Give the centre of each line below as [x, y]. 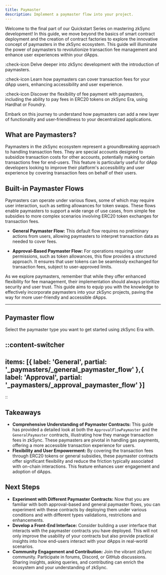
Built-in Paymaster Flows [44, 188]
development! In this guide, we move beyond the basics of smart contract [80, 34]
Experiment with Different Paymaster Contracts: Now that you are [81, 499]
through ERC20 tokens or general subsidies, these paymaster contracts [85, 456]
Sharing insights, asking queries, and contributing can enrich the [78, 562]
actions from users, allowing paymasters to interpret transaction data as [85, 236]
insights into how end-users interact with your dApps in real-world [80, 541]
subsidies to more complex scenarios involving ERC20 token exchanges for [82, 216]
